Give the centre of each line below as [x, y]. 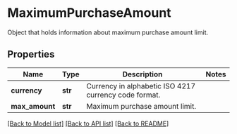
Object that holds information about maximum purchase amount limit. [108, 32]
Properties [31, 54]
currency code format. [123, 95]
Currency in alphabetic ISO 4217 [141, 86]
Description [142, 74]
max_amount [33, 106]
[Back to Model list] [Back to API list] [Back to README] [88, 123]
